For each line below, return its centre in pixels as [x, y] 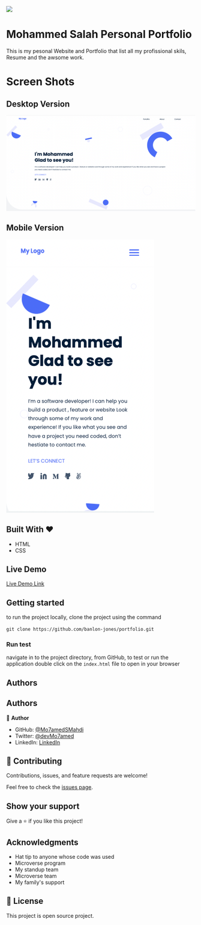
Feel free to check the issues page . [49, 787]
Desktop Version [38, 104]
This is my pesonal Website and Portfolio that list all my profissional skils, [96, 51]
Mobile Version [35, 228]
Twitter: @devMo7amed [44, 736]
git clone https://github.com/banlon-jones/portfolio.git [80, 630]
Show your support [43, 806]
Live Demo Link [25, 584]
